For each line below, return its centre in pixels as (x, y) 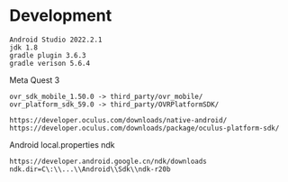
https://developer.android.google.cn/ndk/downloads (108, 161)
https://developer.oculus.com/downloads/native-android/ (118, 120)
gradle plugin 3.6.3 (48, 55)
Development (61, 16)
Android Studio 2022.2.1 (56, 40)
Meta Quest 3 (35, 80)
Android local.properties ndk (62, 144)
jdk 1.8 (24, 47)
